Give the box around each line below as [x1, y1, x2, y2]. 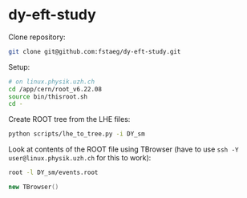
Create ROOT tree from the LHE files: [8, 115, 131, 124]
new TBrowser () [8, 183, 59, 192]
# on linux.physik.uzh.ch [8, 78, 95, 86]
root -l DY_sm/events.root [8, 168, 99, 177]
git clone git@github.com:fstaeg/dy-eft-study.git [8, 47, 181, 55]
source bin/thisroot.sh [8, 92, 88, 101]
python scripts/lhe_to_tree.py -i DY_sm [8, 130, 146, 138]
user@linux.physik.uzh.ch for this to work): [8, 153, 152, 163]
